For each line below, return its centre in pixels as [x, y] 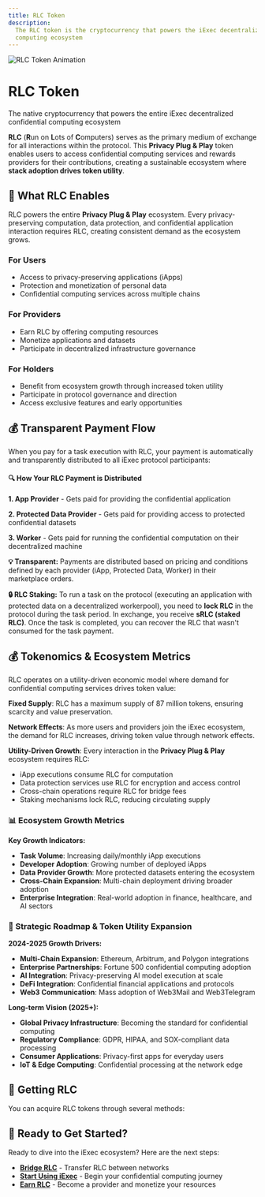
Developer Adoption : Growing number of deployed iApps [113, 864]
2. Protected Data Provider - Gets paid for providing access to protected [127, 514]
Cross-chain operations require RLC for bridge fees [103, 791]
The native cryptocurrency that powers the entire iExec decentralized [121, 114]
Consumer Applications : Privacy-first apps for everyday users [121, 1057]
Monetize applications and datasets [77, 340]
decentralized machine [45, 546]
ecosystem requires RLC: [49, 759]
